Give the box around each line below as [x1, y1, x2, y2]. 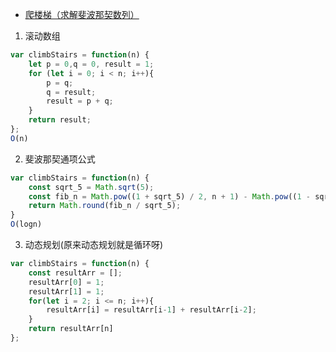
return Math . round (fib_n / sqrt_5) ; [28, 201, 182, 211]
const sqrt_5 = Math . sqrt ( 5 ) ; [28, 182, 155, 192]
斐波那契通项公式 [24, 153, 96, 165]
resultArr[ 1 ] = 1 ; [28, 286, 105, 297]
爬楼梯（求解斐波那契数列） [24, 9, 140, 20]
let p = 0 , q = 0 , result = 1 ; [28, 59, 155, 69]
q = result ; [46, 87, 97, 97]
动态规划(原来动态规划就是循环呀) [24, 239, 164, 250]
